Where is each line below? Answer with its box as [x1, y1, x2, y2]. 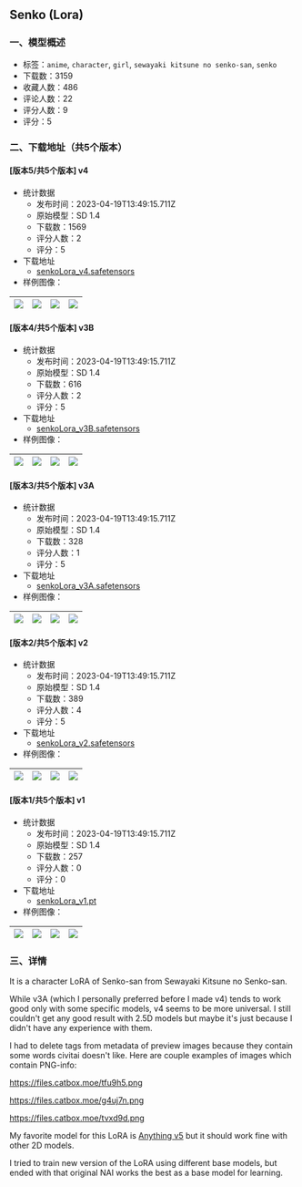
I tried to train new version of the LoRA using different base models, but [9, 1157, 277, 1168]
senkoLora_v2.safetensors [35, 738, 135, 748]
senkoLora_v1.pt [35, 895, 97, 906]
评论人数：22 [22, 93, 73, 104]
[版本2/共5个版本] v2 [9, 637, 89, 648]
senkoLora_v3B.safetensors [35, 423, 141, 434]
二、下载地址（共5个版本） [9, 140, 127, 153]
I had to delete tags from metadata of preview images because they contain [9, 1039, 294, 1051]
